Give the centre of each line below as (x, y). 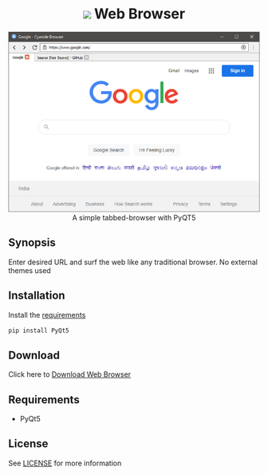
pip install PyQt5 (39, 331)
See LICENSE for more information (65, 463)
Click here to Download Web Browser (70, 374)
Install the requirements (47, 315)
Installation (37, 296)
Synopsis (32, 243)
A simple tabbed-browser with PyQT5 (134, 217)
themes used (30, 270)
